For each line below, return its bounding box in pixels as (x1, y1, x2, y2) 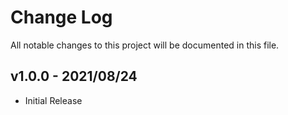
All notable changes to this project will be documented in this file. (10, 39, 280, 51)
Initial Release (24, 94, 83, 106)
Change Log (10, 6, 113, 29)
